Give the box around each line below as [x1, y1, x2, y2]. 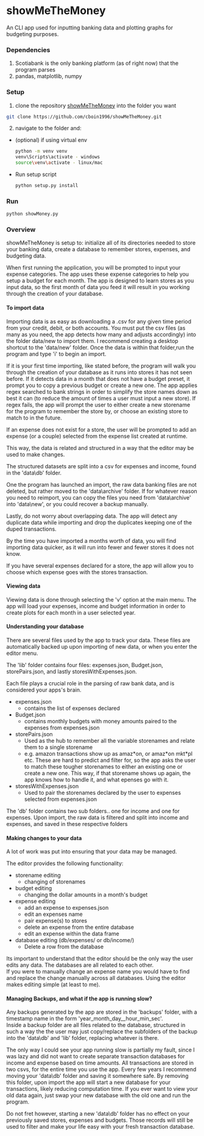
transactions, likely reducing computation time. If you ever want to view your [6, 1085, 198, 1093]
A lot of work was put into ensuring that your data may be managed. [6, 848, 177, 855]
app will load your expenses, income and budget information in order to [6, 602, 186, 610]
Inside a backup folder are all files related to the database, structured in [6, 1022, 186, 1029]
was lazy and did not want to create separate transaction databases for [6, 1053, 185, 1060]
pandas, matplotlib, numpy [15, 73, 82, 80]
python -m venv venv [15, 148, 68, 155]
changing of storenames [24, 878, 86, 885]
